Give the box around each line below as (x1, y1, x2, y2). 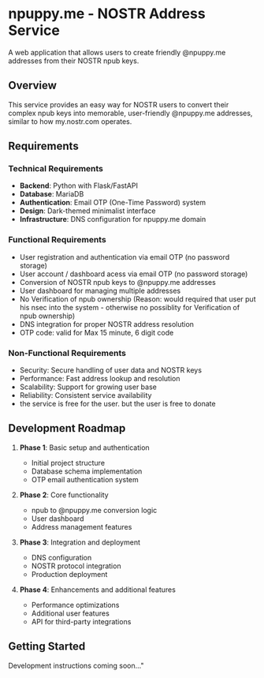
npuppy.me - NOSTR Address (8, 5, 206, 23)
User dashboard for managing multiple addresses (19, 286, 181, 295)
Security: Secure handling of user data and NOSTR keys (19, 365, 203, 375)
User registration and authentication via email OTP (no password (19, 252, 230, 261)
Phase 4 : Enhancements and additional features (19, 585, 176, 594)
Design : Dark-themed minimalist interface (19, 206, 156, 215)
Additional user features (31, 609, 110, 618)
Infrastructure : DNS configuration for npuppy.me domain (19, 215, 206, 224)
